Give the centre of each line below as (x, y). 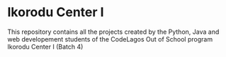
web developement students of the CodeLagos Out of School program (110, 39)
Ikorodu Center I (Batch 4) (45, 46)
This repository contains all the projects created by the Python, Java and (113, 32)
